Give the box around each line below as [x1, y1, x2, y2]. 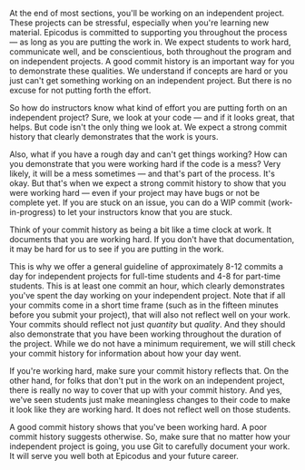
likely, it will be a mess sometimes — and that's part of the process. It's [9, 168, 275, 179]
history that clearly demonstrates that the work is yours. [9, 132, 220, 142]
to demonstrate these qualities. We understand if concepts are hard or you [9, 65, 289, 76]
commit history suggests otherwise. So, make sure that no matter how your [9, 431, 290, 442]
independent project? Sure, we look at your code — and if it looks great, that [9, 113, 295, 122]
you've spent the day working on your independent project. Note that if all [9, 290, 286, 300]
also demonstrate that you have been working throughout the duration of [9, 328, 282, 339]
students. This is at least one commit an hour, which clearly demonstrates [9, 280, 286, 291]
